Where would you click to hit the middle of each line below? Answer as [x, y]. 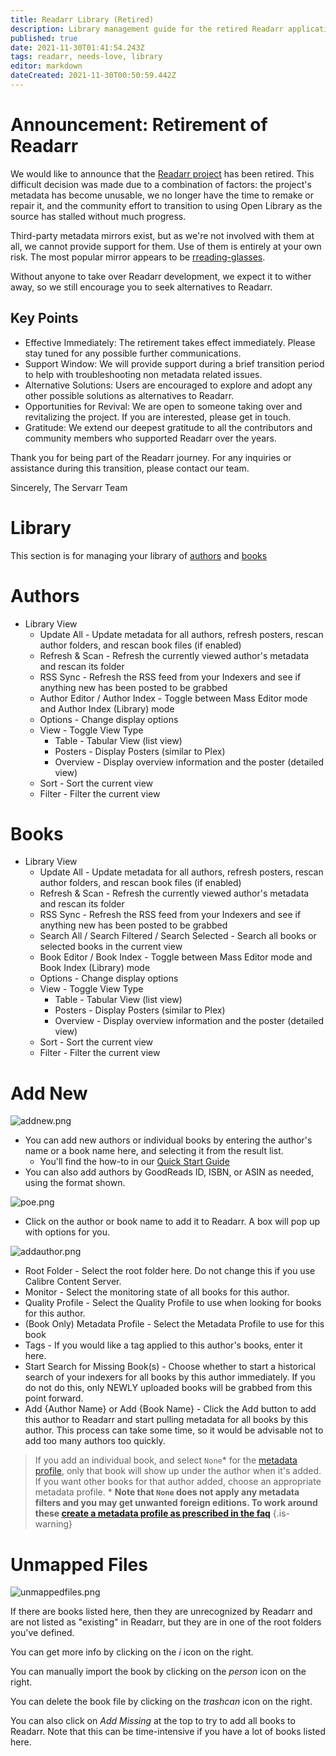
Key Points [44, 318]
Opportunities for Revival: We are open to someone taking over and [163, 406]
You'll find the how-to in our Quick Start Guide [134, 1162]
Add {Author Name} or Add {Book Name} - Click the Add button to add [170, 1409]
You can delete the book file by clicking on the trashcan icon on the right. [161, 1702]
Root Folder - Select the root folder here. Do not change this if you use [170, 1271]
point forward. [54, 1398]
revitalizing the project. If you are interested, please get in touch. [158, 417]
